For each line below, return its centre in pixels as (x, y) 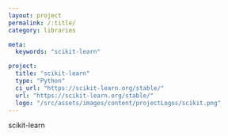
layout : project (35, 15)
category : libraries (42, 30)
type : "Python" (40, 81)
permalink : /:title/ (42, 23)
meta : (17, 44)
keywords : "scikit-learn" (58, 52)
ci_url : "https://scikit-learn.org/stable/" (90, 88)
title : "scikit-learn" (53, 74)
